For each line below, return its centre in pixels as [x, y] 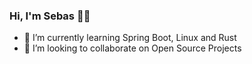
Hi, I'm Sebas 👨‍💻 [50, 16]
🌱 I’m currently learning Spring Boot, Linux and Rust [130, 38]
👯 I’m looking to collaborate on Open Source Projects [132, 48]
